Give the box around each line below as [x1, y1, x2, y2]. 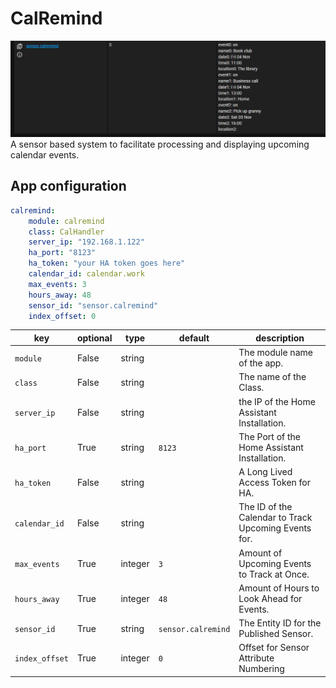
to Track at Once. [238, 568, 310, 580]
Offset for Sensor [238, 642, 310, 654]
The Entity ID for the [238, 617, 322, 629]
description [255, 332, 305, 344]
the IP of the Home [238, 395, 316, 407]
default [178, 332, 210, 344]
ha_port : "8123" [28, 248, 97, 258]
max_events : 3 [28, 279, 87, 289]
